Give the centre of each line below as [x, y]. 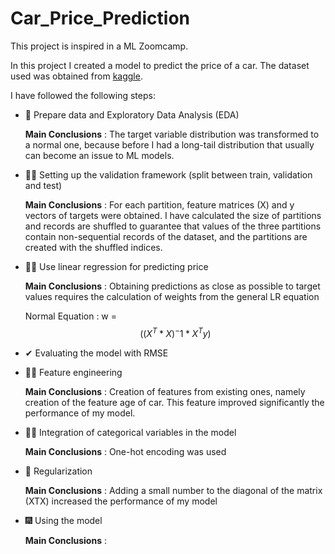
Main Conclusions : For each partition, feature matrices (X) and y [159, 204]
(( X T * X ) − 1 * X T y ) [175, 332]
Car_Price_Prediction [100, 18]
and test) [43, 185]
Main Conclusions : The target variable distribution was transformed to [172, 134]
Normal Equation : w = [71, 316]
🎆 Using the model [63, 520]
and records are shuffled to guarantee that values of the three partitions [173, 226]
